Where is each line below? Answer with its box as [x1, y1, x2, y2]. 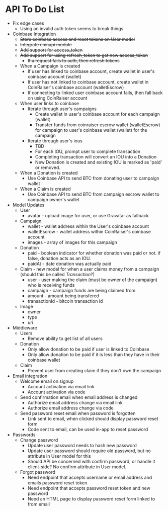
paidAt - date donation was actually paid [27, 261, 112, 267]
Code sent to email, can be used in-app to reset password [27, 426, 148, 432]
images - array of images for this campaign [27, 239, 117, 245]
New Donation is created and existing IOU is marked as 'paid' [35, 159, 162, 165]
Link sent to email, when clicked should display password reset [27, 415, 158, 421]
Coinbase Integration [12, 31, 56, 37]
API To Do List [5, 4, 64, 15]
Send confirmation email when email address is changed [20, 394, 138, 400]
